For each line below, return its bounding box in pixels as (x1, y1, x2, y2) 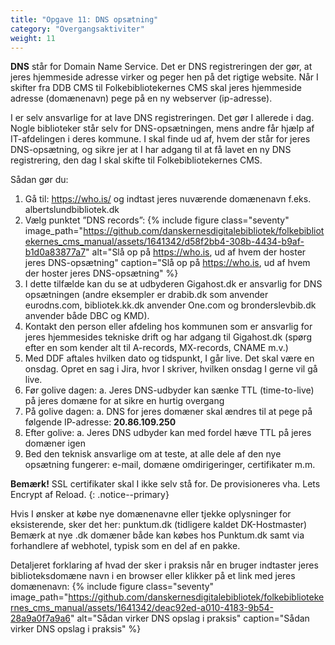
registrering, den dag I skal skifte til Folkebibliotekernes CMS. (10, 154, 263, 166)
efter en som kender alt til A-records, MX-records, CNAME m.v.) (24, 342, 289, 354)
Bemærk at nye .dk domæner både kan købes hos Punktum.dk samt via (10, 529, 305, 541)
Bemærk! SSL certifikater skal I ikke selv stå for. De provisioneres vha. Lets (10, 478, 321, 490)
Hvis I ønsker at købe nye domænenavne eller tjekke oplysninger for (10, 508, 292, 520)
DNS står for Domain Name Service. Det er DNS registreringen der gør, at (10, 61, 313, 73)
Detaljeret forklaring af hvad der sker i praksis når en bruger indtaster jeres (10, 559, 319, 571)
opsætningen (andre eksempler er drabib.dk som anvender (24, 289, 269, 301)
